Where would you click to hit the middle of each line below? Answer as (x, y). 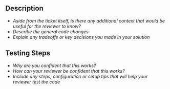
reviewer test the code (36, 82)
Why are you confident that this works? (54, 65)
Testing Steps (28, 53)
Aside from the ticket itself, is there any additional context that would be (89, 20)
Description (24, 8)
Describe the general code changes (50, 31)
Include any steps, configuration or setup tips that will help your (80, 76)
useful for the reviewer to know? (47, 26)
